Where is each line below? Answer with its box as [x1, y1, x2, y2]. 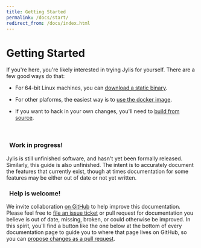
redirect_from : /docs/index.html [6, 20, 91, 26]
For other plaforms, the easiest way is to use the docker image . [14, 96, 172, 103]
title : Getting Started [6, 8, 66, 15]
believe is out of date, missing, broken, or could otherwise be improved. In [6, 215, 191, 223]
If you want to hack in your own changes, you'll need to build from [14, 108, 180, 115]
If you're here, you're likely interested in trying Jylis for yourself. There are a [6, 66, 195, 73]
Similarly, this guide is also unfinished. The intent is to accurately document [6, 161, 194, 168]
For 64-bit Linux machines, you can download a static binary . [14, 84, 168, 91]
